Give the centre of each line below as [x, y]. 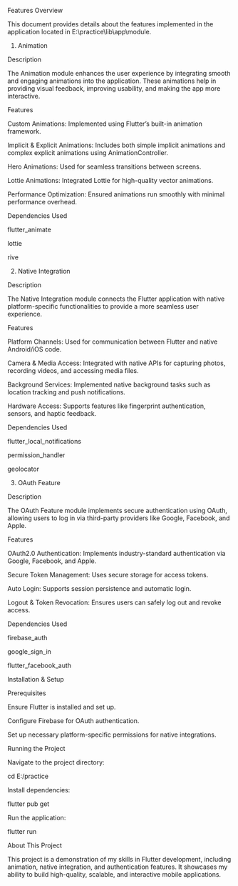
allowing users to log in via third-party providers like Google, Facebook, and [119, 518]
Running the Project [36, 748]
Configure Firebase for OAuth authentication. [73, 721]
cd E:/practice [28, 776]
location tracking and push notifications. [67, 392]
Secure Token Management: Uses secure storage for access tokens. [108, 575]
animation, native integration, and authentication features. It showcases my [118, 867]
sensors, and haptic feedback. [52, 413]
